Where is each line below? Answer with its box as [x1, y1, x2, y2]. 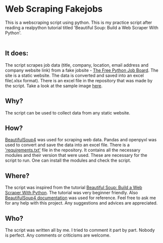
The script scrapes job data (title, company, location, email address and [5, 62, 149, 68]
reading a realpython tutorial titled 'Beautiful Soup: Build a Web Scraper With [5, 24, 159, 30]
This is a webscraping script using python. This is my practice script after [5, 19, 152, 25]
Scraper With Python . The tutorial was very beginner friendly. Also [5, 190, 138, 196]
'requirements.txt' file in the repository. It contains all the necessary [5, 147, 141, 153]
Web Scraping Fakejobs [5, 3, 103, 15]
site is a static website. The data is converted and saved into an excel [5, 72, 144, 78]
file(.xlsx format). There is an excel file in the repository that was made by [5, 77, 153, 83]
